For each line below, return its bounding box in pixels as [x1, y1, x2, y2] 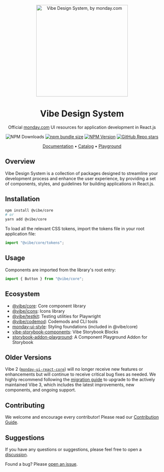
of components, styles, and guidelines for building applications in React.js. [5, 181, 155, 187]
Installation [5, 195, 40, 203]
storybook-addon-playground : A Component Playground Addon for [12, 334, 147, 340]
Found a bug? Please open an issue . [5, 461, 78, 467]
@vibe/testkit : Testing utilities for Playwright [12, 313, 101, 319]
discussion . [5, 452, 28, 457]
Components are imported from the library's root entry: [5, 267, 116, 273]
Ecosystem [5, 290, 40, 298]
